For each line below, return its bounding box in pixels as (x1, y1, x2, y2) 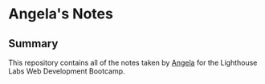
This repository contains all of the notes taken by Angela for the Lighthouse (8, 58, 258, 67)
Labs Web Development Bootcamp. (8, 66, 126, 76)
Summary (8, 37, 59, 50)
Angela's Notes (8, 5, 114, 23)
